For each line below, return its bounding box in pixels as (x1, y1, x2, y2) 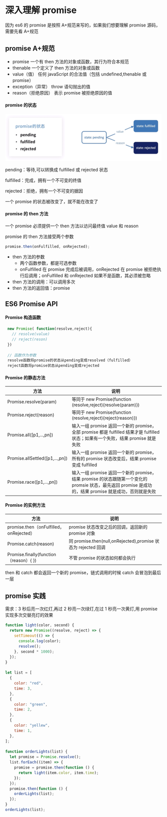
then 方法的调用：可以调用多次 (12, 278, 76, 285)
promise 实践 (5, 592, 46, 600)
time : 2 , (14, 707, 32, 712)
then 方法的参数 (12, 253, 45, 260)
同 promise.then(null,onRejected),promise (69, 538, 154, 544)
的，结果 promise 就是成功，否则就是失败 (72, 488, 157, 495)
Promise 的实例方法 (5, 502, 46, 508)
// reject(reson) (11, 337, 48, 342)
